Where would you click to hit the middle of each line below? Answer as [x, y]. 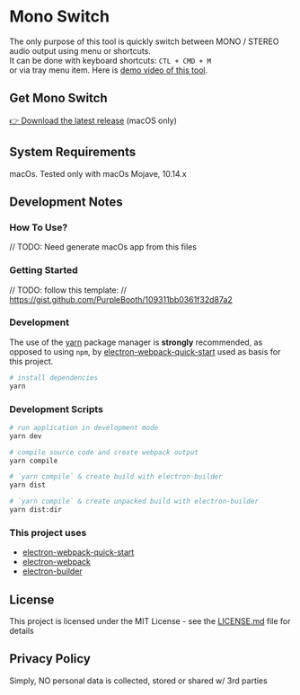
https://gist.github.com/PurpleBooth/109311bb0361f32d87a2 [121, 299]
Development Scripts [56, 409]
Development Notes [66, 202]
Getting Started [44, 270]
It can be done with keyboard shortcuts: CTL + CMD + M [110, 60]
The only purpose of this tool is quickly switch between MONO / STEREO [144, 41]
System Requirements [73, 152]
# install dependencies [54, 378]
